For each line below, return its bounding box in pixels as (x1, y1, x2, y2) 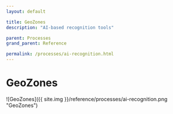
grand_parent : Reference (6, 40, 67, 47)
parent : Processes (6, 35, 51, 41)
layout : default (6, 8, 46, 15)
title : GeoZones (6, 19, 46, 25)
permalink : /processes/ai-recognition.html (6, 51, 114, 57)
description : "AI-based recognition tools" (6, 25, 114, 30)
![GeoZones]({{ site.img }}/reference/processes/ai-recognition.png (6, 95, 168, 102)
